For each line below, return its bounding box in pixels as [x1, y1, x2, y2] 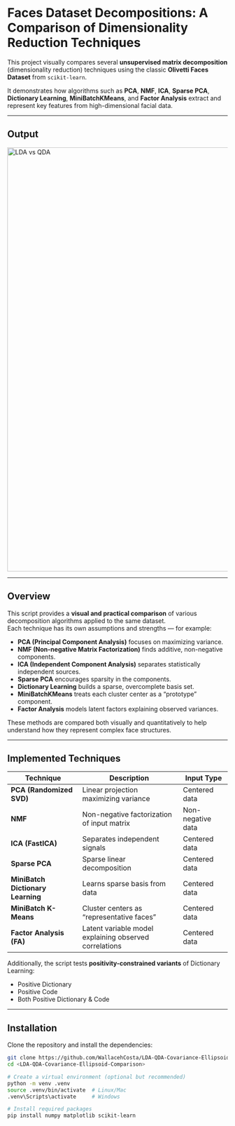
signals [82, 843, 106, 853]
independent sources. [17, 667, 81, 676]
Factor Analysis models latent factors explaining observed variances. [17, 704, 219, 713]
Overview [7, 591, 51, 603]
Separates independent [82, 834, 159, 844]
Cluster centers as [82, 904, 143, 913]
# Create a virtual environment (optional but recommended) [7, 1073, 187, 1080]
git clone [7, 1054, 36, 1061]
